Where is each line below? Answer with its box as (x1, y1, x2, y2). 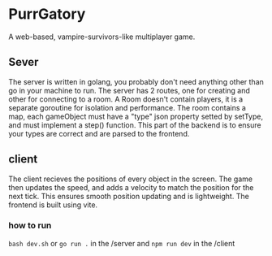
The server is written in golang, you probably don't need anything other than (8, 76, 264, 86)
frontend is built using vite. (8, 200, 98, 210)
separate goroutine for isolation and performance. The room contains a (8, 102, 246, 112)
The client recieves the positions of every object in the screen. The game (8, 174, 253, 184)
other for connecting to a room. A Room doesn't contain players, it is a (8, 94, 244, 104)
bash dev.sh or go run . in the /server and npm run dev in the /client (8, 238, 235, 248)
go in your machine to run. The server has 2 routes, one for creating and (8, 85, 250, 95)
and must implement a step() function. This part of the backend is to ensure (8, 119, 261, 130)
